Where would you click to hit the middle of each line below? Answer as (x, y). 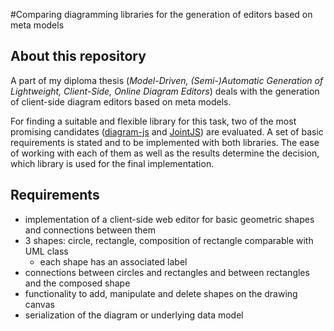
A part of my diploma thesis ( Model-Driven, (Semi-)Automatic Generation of (167, 80)
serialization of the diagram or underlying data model (134, 315)
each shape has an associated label (113, 261)
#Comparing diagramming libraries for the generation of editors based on (161, 14)
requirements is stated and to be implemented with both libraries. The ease (165, 142)
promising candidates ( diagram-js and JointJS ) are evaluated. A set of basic (167, 131)
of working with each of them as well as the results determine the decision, (165, 153)
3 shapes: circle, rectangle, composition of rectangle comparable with (169, 240)
